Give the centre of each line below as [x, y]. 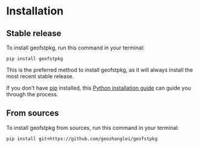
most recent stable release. [40, 76]
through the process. [32, 94]
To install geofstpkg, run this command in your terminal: [75, 48]
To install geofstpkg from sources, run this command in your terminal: [93, 128]
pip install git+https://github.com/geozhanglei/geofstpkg [82, 139]
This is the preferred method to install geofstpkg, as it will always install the [99, 70]
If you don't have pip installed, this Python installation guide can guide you [99, 88]
